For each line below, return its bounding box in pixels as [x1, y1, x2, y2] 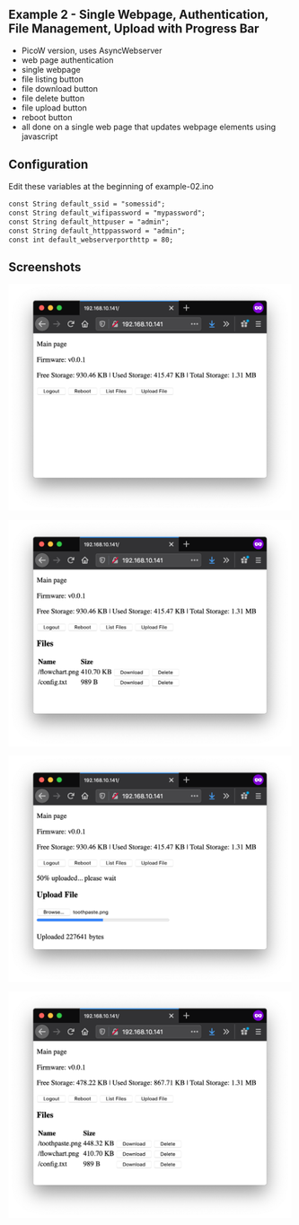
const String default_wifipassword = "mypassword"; [8, 208, 206, 217]
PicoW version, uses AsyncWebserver [21, 45, 163, 56]
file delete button [21, 93, 85, 103]
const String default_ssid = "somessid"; [8, 199, 166, 208]
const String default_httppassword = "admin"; [8, 226, 186, 235]
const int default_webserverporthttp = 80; [8, 235, 174, 244]
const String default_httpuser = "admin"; [8, 217, 170, 226]
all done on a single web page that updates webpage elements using [21, 121, 277, 132]
